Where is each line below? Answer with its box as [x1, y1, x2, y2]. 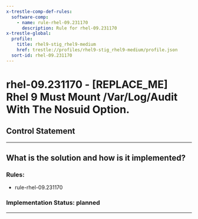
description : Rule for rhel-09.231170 [21, 25, 117, 31]
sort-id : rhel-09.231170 [11, 52, 72, 58]
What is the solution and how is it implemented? [6, 153, 186, 163]
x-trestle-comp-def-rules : [6, 8, 72, 15]
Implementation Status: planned [6, 198, 100, 207]
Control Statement [6, 126, 75, 136]
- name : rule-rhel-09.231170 [16, 19, 88, 25]
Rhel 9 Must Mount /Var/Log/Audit [6, 90, 178, 104]
